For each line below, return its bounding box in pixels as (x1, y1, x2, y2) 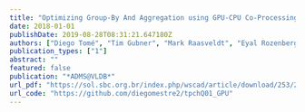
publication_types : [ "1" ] (9, 47, 107, 56)
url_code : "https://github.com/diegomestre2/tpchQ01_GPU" (9, 89, 233, 98)
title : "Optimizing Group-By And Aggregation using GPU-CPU (9, 13, 242, 23)
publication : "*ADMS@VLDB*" (9, 72, 116, 81)
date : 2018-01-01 (9, 22, 75, 31)
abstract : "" (9, 55, 59, 64)
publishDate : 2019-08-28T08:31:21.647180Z (9, 30, 172, 39)
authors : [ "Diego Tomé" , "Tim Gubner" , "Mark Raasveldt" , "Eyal (9, 38, 258, 48)
